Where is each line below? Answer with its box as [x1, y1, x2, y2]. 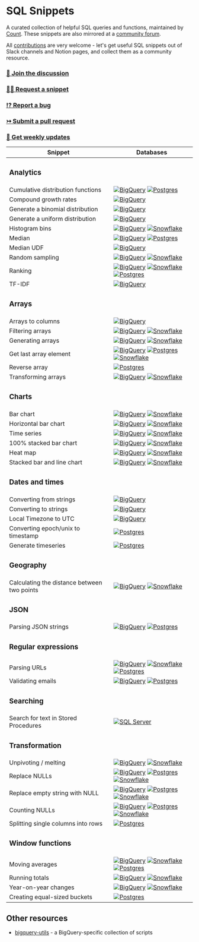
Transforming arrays [9, 372, 66, 381]
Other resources [6, 913, 68, 923]
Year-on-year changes [9, 883, 75, 892]
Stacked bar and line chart [9, 458, 83, 466]
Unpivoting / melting [9, 758, 66, 767]
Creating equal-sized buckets [9, 893, 93, 901]
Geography [9, 560, 47, 570]
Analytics [9, 168, 41, 178]
